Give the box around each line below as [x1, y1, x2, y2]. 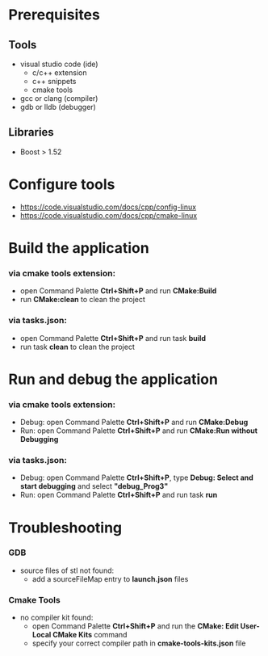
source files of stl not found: [19, 566, 115, 575]
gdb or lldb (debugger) [19, 103, 97, 111]
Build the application [8, 238, 149, 257]
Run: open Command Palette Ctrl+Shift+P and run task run [19, 490, 218, 500]
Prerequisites [8, 6, 101, 24]
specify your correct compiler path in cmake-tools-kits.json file [31, 638, 246, 648]
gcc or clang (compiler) [19, 94, 98, 103]
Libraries [8, 125, 54, 139]
